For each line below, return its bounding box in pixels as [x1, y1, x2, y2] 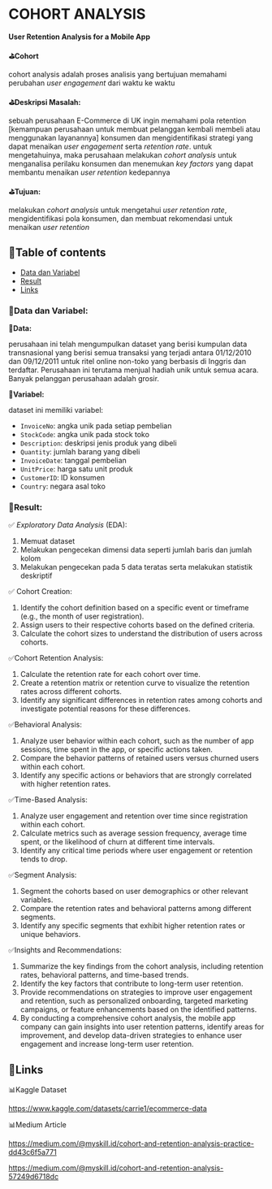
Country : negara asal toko [19, 481, 106, 492]
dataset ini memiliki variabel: [8, 406, 104, 415]
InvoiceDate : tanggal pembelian [19, 456, 127, 466]
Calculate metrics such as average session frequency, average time [19, 828, 248, 838]
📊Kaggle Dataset [8, 1085, 67, 1095]
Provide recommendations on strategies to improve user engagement [19, 987, 253, 997]
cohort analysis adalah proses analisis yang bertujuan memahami [8, 69, 227, 79]
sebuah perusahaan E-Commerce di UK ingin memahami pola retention [8, 115, 247, 125]
